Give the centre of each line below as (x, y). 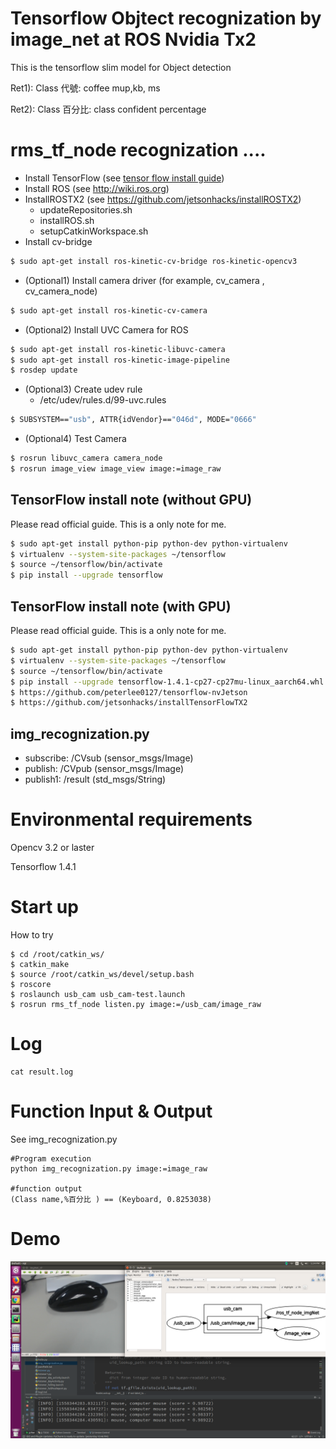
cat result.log (42, 1072)
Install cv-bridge (58, 241)
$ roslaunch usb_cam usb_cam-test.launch (98, 994)
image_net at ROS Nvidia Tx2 (133, 39)
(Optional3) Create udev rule (83, 389)
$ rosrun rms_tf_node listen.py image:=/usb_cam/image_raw (136, 1004)
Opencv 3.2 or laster (52, 847)
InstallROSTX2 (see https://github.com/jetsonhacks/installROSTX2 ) (163, 199)
